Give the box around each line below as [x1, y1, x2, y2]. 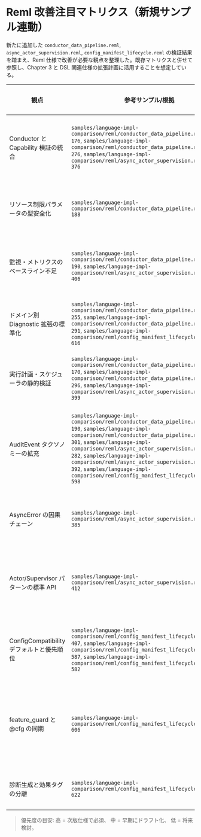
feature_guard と [9, 716, 57, 724]
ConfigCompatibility [9, 637, 66, 645]
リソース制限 [9, 200, 45, 208]
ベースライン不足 [9, 267, 57, 275]
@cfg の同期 [9, 725, 44, 733]
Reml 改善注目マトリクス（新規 [6, 5, 160, 19]
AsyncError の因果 [9, 510, 61, 519]
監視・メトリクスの [9, 258, 63, 266]
